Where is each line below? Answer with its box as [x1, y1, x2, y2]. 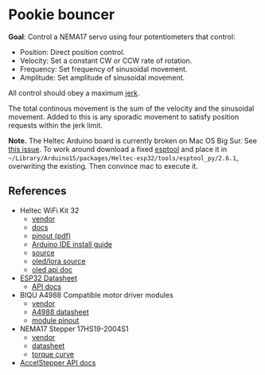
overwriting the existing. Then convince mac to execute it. [8, 161, 199, 170]
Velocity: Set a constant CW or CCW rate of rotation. [19, 56, 193, 65]
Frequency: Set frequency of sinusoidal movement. [19, 64, 188, 73]
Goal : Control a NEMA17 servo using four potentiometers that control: [8, 32, 236, 41]
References [8, 185, 67, 198]
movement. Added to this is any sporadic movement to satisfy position [8, 111, 240, 121]
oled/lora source [31, 256, 86, 266]
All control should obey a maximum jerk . [8, 88, 140, 97]
